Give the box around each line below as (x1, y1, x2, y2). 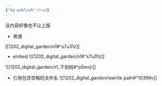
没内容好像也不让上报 (5, 22, 50, 28)
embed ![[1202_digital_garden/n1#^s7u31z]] (12, 53, 105, 59)
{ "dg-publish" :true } (5, 7, 50, 13)
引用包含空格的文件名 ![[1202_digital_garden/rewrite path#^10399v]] (12, 75, 157, 81)
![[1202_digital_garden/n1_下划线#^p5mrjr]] (5, 63, 96, 70)
